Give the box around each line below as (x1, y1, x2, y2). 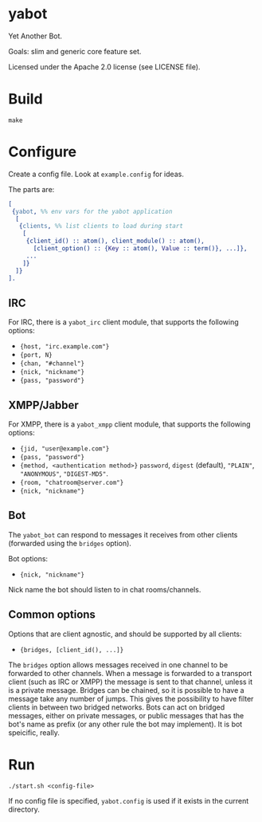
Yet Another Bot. (8, 31, 62, 41)
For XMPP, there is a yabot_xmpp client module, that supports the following (8, 419, 251, 429)
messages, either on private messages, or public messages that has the (8, 710, 244, 720)
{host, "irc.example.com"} (19, 343, 110, 351)
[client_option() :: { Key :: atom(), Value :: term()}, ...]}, (33, 245, 248, 253)
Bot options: (8, 553, 49, 563)
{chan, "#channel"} (19, 360, 85, 368)
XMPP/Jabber (8, 398, 80, 411)
